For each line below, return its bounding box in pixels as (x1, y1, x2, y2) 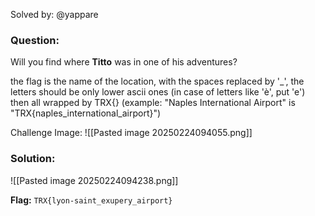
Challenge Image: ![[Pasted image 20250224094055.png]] (10, 127, 253, 139)
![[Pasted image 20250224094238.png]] (10, 174, 179, 186)
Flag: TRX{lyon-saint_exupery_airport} (10, 194, 173, 206)
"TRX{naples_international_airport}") (10, 107, 162, 119)
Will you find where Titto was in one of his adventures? (10, 56, 238, 68)
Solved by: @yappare (10, 9, 99, 20)
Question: (10, 33, 60, 47)
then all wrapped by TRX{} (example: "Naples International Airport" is (10, 97, 296, 109)
